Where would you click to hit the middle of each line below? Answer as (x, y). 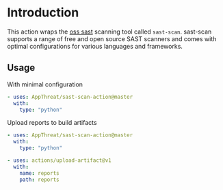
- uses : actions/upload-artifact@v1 (59, 161)
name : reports (39, 173)
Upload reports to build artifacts (52, 123)
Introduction (43, 13)
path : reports (39, 180)
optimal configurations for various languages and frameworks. (95, 46)
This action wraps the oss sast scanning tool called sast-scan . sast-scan (109, 32)
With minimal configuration (45, 84)
